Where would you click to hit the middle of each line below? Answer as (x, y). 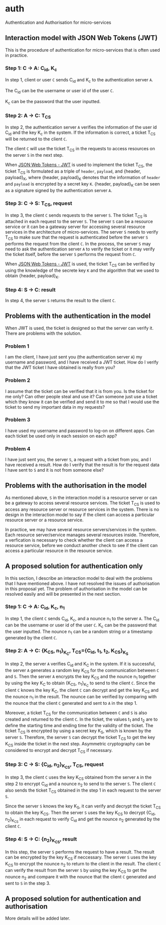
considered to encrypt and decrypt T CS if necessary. (59, 751)
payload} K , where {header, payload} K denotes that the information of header (83, 178)
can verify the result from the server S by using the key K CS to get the (76, 871)
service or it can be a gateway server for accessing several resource (75, 227)
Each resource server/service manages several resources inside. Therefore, (83, 535)
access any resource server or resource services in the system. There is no (82, 509)
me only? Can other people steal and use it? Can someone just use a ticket (81, 396)
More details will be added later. (38, 919)
